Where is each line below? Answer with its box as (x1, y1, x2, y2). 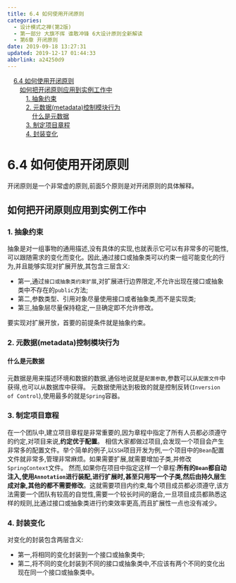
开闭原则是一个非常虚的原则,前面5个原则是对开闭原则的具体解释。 (7, 181, 199, 190)
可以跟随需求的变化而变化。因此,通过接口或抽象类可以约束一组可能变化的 (7, 253, 220, 262)
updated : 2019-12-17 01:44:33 (7, 50, 97, 57)
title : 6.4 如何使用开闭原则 (7, 10, 85, 18)
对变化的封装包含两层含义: (7, 536, 84, 544)
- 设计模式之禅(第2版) (13, 23, 72, 30)
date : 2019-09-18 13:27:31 (7, 43, 87, 50)
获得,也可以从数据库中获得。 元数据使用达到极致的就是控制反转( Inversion (7, 383, 221, 391)
